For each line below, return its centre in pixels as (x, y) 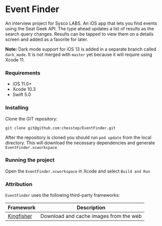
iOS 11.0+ (22, 84)
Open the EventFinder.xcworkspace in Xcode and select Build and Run (78, 171)
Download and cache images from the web (91, 216)
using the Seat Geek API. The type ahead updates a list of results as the (80, 28)
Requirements (23, 73)
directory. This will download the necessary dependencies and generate (80, 143)
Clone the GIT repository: (31, 119)
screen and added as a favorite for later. (47, 39)
